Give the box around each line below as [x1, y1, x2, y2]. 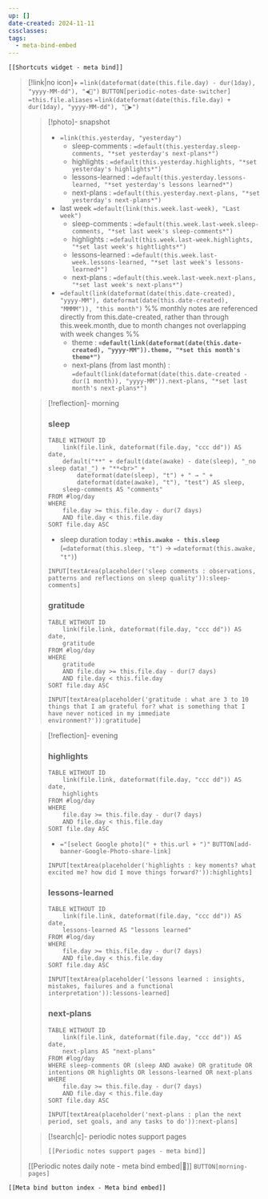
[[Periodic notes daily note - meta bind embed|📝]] [27, 1161, 192, 1171]
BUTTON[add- [212, 841, 252, 849]
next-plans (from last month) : [71, 360, 170, 370]
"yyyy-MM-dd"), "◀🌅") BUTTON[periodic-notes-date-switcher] [27, 87, 231, 96]
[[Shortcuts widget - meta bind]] [8, 63, 124, 72]
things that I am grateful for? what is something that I [47, 703, 246, 711]
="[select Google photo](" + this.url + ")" [59, 841, 211, 849]
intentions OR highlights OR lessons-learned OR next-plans [47, 1068, 253, 1076]
